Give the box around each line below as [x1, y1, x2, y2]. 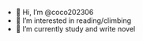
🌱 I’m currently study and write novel [15, 24, 136, 33]
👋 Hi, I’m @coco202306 [15, 8, 94, 17]
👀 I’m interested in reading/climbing [15, 16, 132, 25]
